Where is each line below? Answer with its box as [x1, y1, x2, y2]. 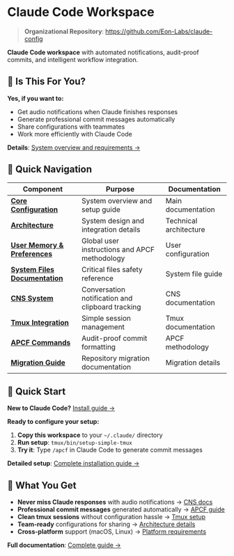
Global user [81, 236, 120, 246]
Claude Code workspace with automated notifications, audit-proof [7, 48, 200, 56]
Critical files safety [81, 264, 143, 274]
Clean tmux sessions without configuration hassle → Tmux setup [17, 513, 206, 521]
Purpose [105, 184, 134, 193]
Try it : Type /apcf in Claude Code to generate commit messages [17, 446, 203, 454]
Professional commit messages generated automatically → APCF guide [17, 505, 225, 514]
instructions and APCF [81, 244, 155, 254]
